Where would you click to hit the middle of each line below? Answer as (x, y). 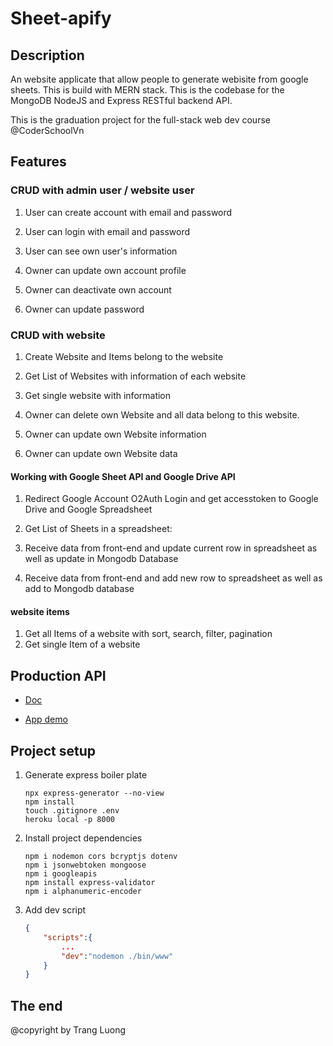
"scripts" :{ (68, 937)
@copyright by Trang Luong (68, 1030)
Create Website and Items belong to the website (124, 356)
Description (47, 55)
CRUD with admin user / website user (102, 190)
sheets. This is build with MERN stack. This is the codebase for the (147, 90)
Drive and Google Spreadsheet (88, 509)
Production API (58, 675)
